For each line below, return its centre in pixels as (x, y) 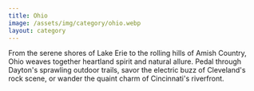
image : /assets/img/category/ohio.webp (75, 23)
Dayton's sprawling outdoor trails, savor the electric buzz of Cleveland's (127, 70)
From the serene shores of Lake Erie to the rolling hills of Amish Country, (128, 53)
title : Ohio (28, 16)
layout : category (37, 30)
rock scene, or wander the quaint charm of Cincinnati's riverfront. (117, 79)
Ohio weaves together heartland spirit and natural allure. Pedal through (125, 61)
